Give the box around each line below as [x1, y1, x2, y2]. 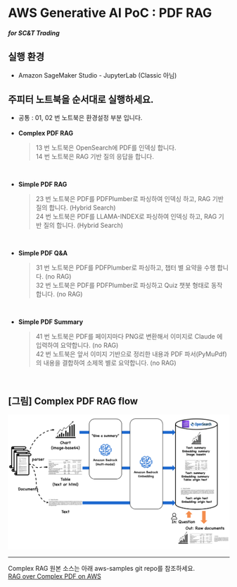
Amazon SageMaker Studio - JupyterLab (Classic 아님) [18, 71, 177, 79]
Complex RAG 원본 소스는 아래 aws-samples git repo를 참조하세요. [8, 564, 196, 572]
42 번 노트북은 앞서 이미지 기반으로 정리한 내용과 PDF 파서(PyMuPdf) [35, 350, 227, 358]
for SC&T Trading [8, 28, 60, 37]
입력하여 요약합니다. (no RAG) [35, 341, 119, 350]
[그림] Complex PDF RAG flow [8, 395, 139, 407]
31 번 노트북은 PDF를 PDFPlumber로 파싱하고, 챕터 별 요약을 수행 [35, 263, 216, 272]
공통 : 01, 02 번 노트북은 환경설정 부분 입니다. [18, 114, 143, 122]
